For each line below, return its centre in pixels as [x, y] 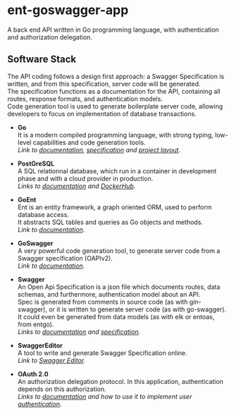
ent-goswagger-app [68, 10]
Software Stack [42, 60]
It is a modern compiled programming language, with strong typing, [115, 135]
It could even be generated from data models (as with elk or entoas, [116, 316]
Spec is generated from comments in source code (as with [103, 302]
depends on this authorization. [62, 389]
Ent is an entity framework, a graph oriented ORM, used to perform [115, 207]
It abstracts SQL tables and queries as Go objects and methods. [110, 222]
